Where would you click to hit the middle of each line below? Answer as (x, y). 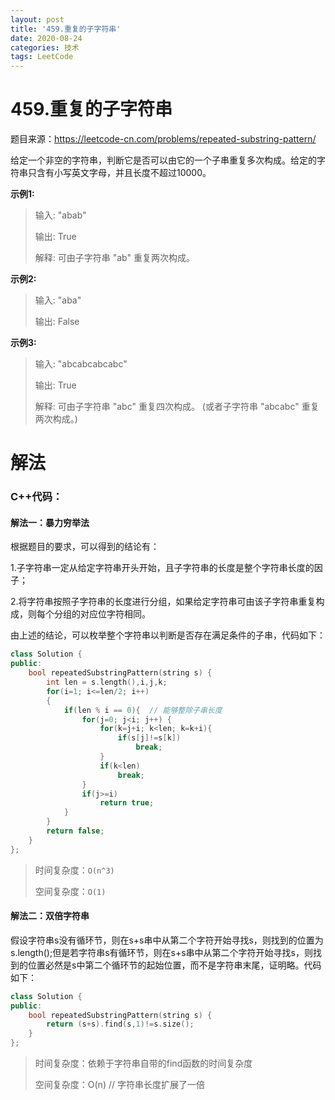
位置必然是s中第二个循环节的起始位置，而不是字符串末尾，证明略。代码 (174, 965)
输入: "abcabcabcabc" (81, 364)
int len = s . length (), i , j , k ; (107, 682)
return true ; (127, 803)
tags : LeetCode (42, 57)
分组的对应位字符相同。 (102, 614)
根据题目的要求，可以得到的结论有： (85, 547)
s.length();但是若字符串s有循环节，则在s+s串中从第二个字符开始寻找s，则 (161, 952)
